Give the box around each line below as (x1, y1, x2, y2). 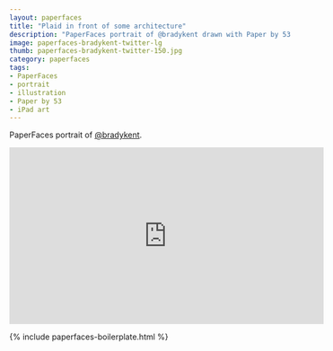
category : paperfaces (9, 55, 91, 64)
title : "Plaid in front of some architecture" (9, 22, 187, 31)
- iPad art (9, 105, 50, 114)
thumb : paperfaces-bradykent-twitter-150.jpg (9, 47, 182, 56)
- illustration (9, 88, 66, 97)
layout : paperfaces (9, 13, 83, 22)
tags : (9, 64, 30, 73)
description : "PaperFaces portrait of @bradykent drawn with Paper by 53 (9, 30, 292, 39)
